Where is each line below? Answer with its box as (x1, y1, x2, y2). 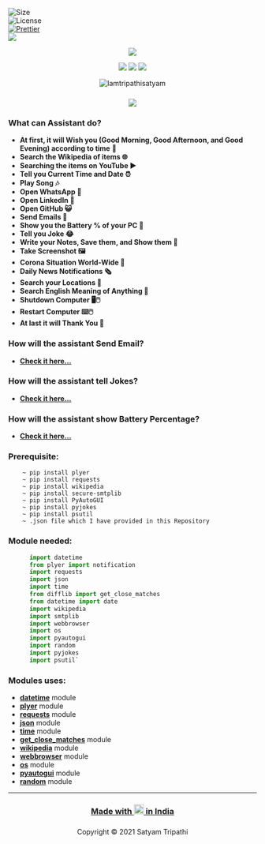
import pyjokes (28, 649, 80, 657)
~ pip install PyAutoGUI (22, 497, 104, 505)
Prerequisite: (8, 451, 59, 462)
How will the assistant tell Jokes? (8, 376, 138, 387)
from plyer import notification (28, 561, 136, 568)
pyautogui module (19, 768, 80, 778)
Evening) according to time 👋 (19, 144, 117, 153)
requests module (19, 710, 77, 719)
